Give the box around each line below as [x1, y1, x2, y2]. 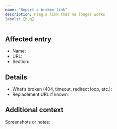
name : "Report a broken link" [5, 7, 68, 12]
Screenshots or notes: [5, 119, 51, 125]
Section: [12, 59, 30, 64]
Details [5, 73, 27, 81]
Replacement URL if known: [12, 91, 69, 97]
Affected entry [5, 35, 52, 43]
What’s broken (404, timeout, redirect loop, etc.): [12, 86, 113, 92]
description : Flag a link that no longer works [5, 12, 106, 17]
